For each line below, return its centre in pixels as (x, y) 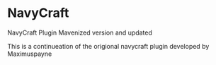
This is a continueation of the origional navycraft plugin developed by (108, 46)
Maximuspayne (30, 54)
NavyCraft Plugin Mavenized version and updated (80, 32)
